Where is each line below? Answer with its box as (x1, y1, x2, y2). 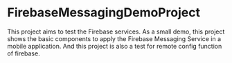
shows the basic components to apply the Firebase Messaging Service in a (7, 34, 222, 42)
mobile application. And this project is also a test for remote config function (7, 42, 222, 50)
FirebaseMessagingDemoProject (7, 5, 201, 21)
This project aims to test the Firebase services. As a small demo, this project (7, 27, 225, 36)
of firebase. (7, 49, 40, 58)
